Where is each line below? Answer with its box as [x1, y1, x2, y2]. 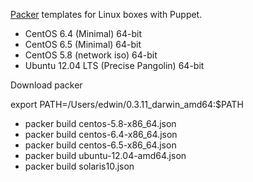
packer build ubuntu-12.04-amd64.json [24, 150, 187, 161]
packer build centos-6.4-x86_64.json [24, 129, 178, 140]
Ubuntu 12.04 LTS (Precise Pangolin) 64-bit [24, 60, 205, 71]
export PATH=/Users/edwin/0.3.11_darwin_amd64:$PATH [10, 99, 244, 110]
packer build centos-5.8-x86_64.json [24, 118, 177, 129]
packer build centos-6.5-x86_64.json [24, 139, 177, 151]
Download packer [10, 79, 83, 91]
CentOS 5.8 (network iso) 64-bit [24, 49, 158, 61]
